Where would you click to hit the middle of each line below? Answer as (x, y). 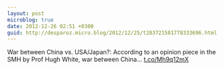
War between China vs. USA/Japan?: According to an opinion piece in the (112, 52)
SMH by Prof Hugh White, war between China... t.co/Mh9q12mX (98, 60)
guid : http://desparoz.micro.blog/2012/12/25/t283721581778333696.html (112, 33)
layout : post (26, 13)
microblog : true (30, 20)
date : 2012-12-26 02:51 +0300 (51, 26)
